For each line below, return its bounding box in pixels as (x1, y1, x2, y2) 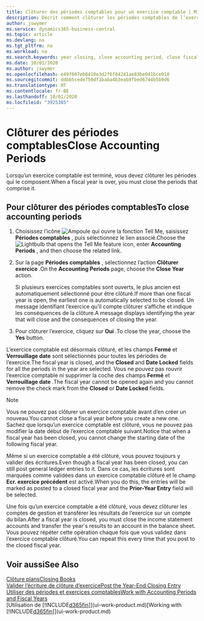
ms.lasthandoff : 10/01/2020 (6, 94, 78, 100)
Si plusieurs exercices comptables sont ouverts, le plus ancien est (15, 283, 180, 291)
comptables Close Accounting (6, 138, 160, 152)
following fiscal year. (6, 440, 58, 448)
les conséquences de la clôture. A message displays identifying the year (15, 310, 195, 317)
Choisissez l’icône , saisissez (15, 227, 189, 235)
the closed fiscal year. (6, 542, 62, 549)
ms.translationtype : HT (6, 83, 67, 89)
